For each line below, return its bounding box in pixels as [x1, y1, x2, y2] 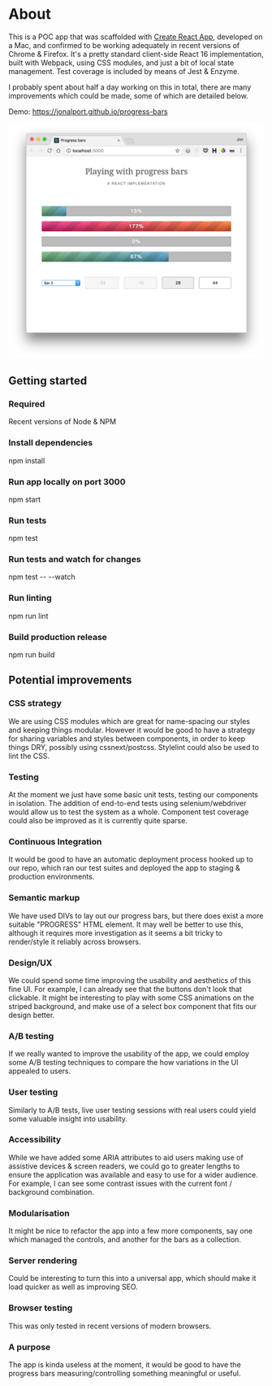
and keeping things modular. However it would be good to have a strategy [8, 725, 256, 735]
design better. [8, 1010, 55, 1020]
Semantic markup [8, 893, 80, 904]
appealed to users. [8, 1066, 71, 1076]
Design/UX [8, 957, 53, 968]
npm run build [8, 650, 55, 660]
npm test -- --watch [8, 572, 76, 582]
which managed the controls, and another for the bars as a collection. [8, 1235, 242, 1244]
